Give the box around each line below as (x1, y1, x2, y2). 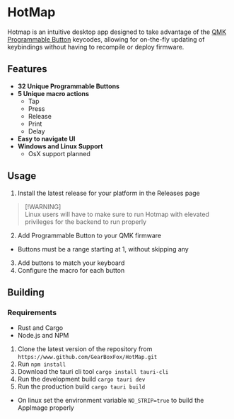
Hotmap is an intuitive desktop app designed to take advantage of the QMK (7, 28, 227, 36)
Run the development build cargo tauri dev (17, 375, 146, 384)
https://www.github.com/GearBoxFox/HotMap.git (17, 354, 158, 361)
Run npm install (17, 360, 66, 368)
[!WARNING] (24, 202, 62, 211)
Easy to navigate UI (17, 134, 76, 143)
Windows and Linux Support (17, 142, 103, 151)
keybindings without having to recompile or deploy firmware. (7, 42, 185, 51)
